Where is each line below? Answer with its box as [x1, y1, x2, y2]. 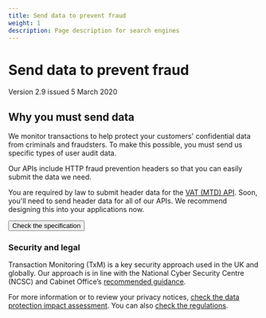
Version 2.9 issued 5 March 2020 [8, 87, 118, 96]
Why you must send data [8, 110, 135, 124]
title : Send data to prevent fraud [8, 11, 127, 20]
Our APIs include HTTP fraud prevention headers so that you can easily [8, 164, 243, 174]
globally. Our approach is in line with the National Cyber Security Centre [8, 269, 244, 278]
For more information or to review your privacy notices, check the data [8, 292, 241, 302]
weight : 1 [8, 19, 41, 27]
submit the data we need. [8, 172, 92, 182]
